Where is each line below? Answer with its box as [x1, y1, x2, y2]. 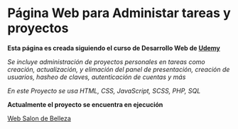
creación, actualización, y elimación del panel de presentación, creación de [7, 65, 230, 73]
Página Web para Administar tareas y [7, 5, 231, 21]
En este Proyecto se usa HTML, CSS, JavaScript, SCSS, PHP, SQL [7, 86, 201, 95]
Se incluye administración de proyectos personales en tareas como [7, 57, 205, 66]
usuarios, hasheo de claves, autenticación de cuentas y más [7, 73, 186, 81]
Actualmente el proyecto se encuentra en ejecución [7, 100, 163, 108]
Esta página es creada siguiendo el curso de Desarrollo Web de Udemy [7, 43, 220, 52]
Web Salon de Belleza [7, 114, 71, 123]
